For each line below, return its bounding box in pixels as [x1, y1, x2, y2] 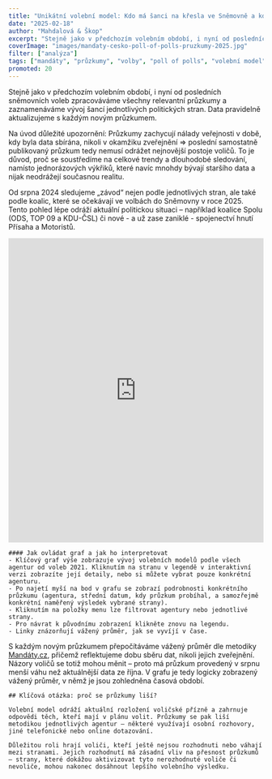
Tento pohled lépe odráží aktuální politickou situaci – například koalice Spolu [8, 204, 263, 214]
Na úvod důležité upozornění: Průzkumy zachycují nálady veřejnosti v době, [8, 128, 261, 138]
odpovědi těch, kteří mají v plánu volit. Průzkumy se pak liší [8, 712, 230, 721]
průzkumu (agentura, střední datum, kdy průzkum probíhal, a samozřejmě [8, 592, 259, 600]
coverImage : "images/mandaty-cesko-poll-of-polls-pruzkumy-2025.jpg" [8, 42, 249, 50]
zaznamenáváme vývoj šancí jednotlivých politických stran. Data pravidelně [8, 104, 261, 114]
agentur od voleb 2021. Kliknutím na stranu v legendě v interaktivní [8, 563, 252, 571]
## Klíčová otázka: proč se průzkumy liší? [8, 691, 158, 699]
